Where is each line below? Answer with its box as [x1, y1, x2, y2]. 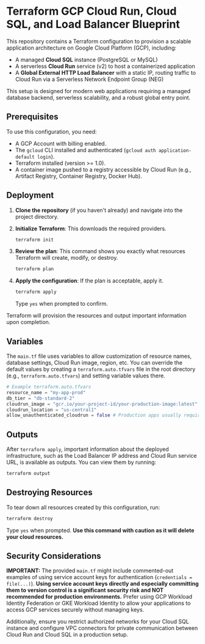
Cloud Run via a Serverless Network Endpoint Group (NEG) [15, 75, 164, 83]
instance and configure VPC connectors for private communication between [6, 624, 198, 632]
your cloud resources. [6, 533, 64, 540]
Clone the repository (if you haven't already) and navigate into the [15, 206, 183, 214]
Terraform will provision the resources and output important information [6, 312, 187, 319]
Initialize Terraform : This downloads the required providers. [15, 225, 167, 232]
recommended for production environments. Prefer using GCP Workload [6, 593, 193, 600]
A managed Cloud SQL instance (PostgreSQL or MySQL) [15, 56, 158, 63]
